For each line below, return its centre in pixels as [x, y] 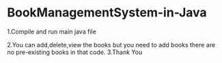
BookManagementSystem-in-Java [107, 13]
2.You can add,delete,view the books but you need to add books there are [111, 45]
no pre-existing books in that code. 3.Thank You [75, 52]
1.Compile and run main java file [52, 32]
